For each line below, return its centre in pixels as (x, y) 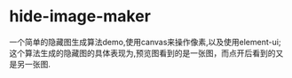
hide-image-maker (80, 16)
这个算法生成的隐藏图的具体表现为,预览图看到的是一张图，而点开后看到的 (143, 53)
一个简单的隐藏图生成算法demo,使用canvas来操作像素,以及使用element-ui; (145, 42)
